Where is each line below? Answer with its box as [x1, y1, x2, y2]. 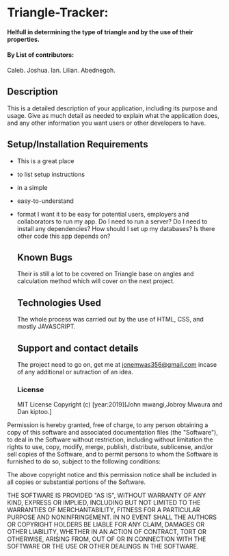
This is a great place [16, 156, 75, 165]
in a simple [16, 183, 48, 191]
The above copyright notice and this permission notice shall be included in [7, 471, 217, 479]
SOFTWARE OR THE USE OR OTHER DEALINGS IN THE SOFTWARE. [7, 542, 199, 551]
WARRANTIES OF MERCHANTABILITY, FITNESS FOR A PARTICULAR [7, 506, 200, 514]
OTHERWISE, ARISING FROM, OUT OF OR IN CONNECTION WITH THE [7, 535, 206, 543]
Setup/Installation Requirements [7, 138, 148, 150]
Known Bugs [16, 252, 73, 263]
